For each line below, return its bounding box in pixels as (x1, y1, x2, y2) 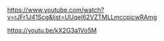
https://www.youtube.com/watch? (7, 6, 104, 14)
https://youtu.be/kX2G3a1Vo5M (7, 27, 97, 34)
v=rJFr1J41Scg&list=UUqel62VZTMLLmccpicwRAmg (7, 13, 158, 21)
